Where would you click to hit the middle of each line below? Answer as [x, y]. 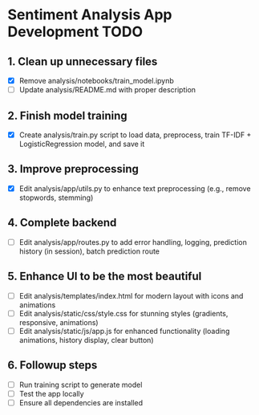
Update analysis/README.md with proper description [107, 90]
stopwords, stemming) [56, 197]
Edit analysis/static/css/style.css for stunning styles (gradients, [123, 313]
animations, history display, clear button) [86, 340]
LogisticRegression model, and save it [82, 144]
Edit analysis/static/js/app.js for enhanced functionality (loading [124, 331]
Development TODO [75, 32]
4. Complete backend [62, 223]
